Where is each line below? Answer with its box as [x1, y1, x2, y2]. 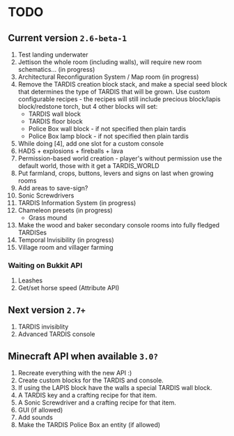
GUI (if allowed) [17, 405, 63, 414]
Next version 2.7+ [8, 304, 86, 316]
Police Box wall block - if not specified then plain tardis [28, 125, 187, 133]
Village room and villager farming [17, 243, 114, 251]
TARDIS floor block [28, 117, 83, 126]
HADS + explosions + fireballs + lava [17, 147, 124, 155]
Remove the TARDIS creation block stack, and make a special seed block [17, 80, 228, 88]
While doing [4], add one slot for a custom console [17, 140, 164, 147]
